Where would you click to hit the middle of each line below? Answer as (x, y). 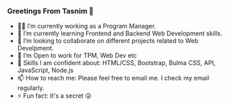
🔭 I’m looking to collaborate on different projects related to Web (108, 41)
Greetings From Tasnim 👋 (50, 11)
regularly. (31, 88)
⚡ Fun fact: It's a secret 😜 (54, 96)
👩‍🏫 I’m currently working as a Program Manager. (86, 26)
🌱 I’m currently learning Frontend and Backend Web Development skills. (120, 33)
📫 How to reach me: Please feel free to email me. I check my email (113, 78)
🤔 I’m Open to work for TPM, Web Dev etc (77, 55)
